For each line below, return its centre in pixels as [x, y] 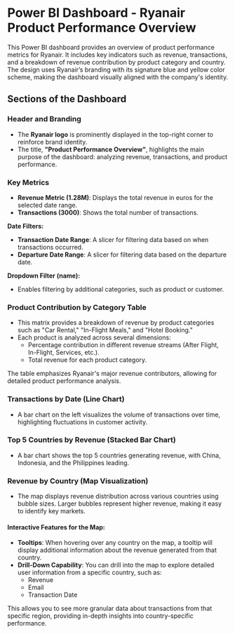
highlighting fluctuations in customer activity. [82, 421]
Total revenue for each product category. [87, 360]
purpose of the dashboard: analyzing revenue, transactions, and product [122, 156]
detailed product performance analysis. [64, 381]
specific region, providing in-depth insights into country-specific [101, 616]
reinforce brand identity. [52, 142]
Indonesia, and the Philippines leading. [73, 463]
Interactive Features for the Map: [56, 527]
